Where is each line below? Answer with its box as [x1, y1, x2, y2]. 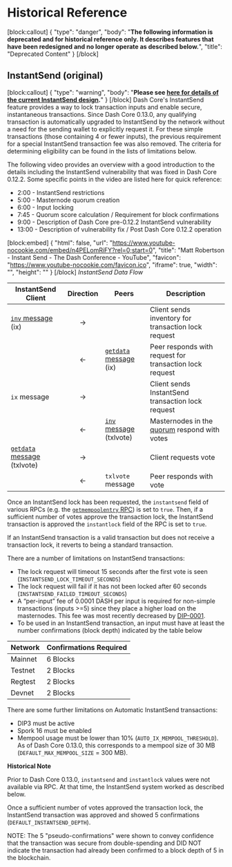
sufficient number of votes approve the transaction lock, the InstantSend [7, 512, 214, 521]
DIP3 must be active [17, 719, 75, 727]
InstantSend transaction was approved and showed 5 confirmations [7, 810, 200, 819]
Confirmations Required [46, 642, 128, 652]
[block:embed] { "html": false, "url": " [7, 239, 113, 247]
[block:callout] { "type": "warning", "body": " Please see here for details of [7, 88, 219, 96]
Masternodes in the [149, 416, 213, 426]
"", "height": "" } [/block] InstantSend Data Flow [7, 268, 144, 276]
